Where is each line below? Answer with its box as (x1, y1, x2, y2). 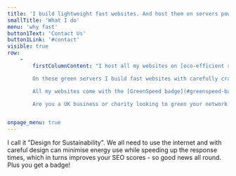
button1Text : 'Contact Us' (7, 29, 86, 37)
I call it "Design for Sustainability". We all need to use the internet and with (7, 138, 222, 147)
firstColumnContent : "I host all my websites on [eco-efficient (32, 62, 225, 69)
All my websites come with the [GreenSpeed (32, 88, 162, 95)
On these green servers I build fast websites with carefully (32, 75, 218, 82)
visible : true (7, 43, 49, 50)
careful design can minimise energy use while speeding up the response (7, 146, 218, 154)
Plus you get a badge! (7, 161, 71, 169)
